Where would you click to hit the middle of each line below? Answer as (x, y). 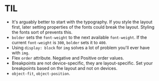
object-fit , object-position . (41, 73)
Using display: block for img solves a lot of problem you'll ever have (80, 48)
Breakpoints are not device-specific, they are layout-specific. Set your (82, 63)
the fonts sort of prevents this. (42, 32)
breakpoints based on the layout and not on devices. (64, 68)
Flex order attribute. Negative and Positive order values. (68, 58)
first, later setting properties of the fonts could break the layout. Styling (83, 27)
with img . (20, 53)
